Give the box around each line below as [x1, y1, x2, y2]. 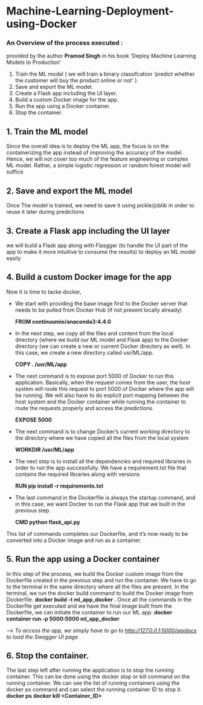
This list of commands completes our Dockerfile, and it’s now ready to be [6, 530, 188, 537]
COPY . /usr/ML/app [14, 361, 67, 368]
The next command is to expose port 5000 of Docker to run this [14, 372, 174, 379]
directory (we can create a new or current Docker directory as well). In [14, 343, 191, 350]
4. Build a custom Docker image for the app [6, 272, 172, 282]
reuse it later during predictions [6, 208, 85, 216]
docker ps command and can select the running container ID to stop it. [6, 686, 182, 693]
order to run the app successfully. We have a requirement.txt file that [14, 464, 187, 471]
